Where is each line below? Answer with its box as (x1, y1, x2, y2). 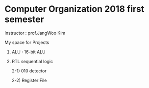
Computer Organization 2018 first (4, 3, 145, 15)
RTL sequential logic (11, 58, 53, 64)
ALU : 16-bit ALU (11, 49, 46, 55)
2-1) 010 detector (11, 67, 47, 74)
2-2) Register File (11, 77, 47, 83)
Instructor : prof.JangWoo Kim (4, 30, 66, 36)
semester (4, 14, 45, 25)
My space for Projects (4, 39, 50, 45)
